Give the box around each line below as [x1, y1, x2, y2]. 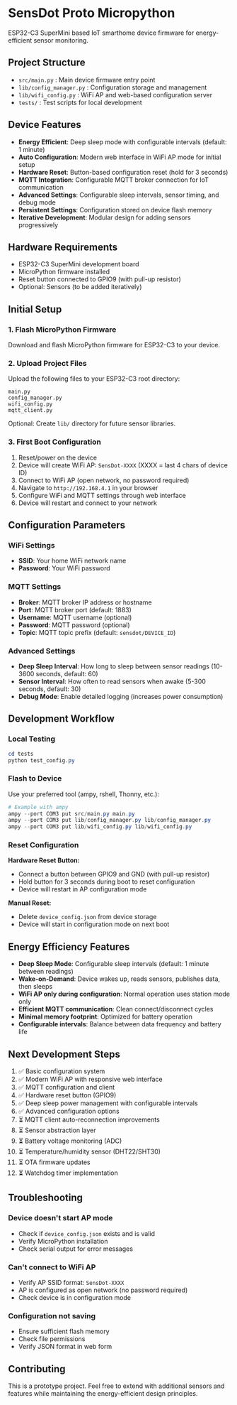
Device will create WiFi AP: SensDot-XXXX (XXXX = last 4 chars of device [18, 460, 229, 470]
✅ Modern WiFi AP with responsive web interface [18, 1075, 163, 1084]
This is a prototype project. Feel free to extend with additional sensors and [8, 1382, 225, 1390]
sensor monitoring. [33, 36, 89, 44]
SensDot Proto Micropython [8, 5, 175, 21]
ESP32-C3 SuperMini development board [18, 260, 140, 268]
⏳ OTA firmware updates [18, 1158, 91, 1166]
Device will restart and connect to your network [18, 499, 158, 507]
